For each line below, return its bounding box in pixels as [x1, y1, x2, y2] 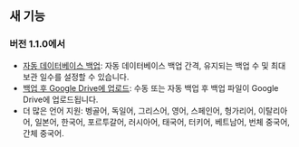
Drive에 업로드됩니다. [22, 94, 99, 105]
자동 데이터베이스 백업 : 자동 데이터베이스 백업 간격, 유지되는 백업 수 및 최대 [22, 60, 286, 70]
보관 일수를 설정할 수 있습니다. [22, 71, 130, 82]
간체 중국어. [22, 127, 65, 138]
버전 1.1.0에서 [9, 38, 66, 51]
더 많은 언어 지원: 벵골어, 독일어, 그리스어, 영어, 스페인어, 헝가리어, [22, 105, 256, 115]
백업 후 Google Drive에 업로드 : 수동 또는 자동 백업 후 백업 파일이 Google [22, 82, 279, 93]
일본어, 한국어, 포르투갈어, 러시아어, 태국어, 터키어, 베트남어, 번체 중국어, [34, 116, 290, 127]
